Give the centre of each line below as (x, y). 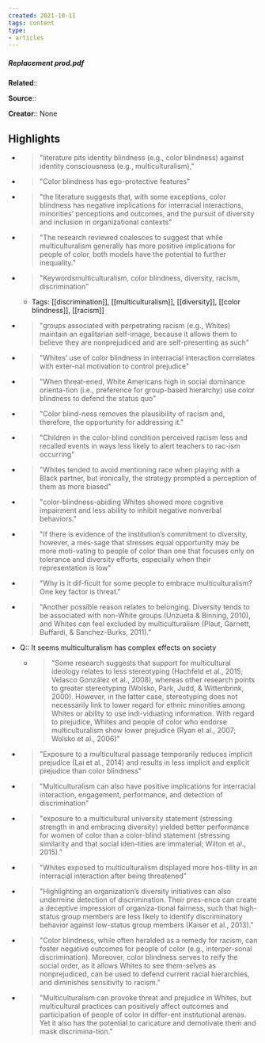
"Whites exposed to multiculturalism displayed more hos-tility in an (148, 868)
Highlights (34, 138)
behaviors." (58, 519)
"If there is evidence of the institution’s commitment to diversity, (143, 534)
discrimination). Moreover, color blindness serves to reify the (138, 957)
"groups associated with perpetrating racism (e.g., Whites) (135, 326)
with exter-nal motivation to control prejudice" (114, 366)
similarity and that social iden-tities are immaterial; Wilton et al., (143, 844)
